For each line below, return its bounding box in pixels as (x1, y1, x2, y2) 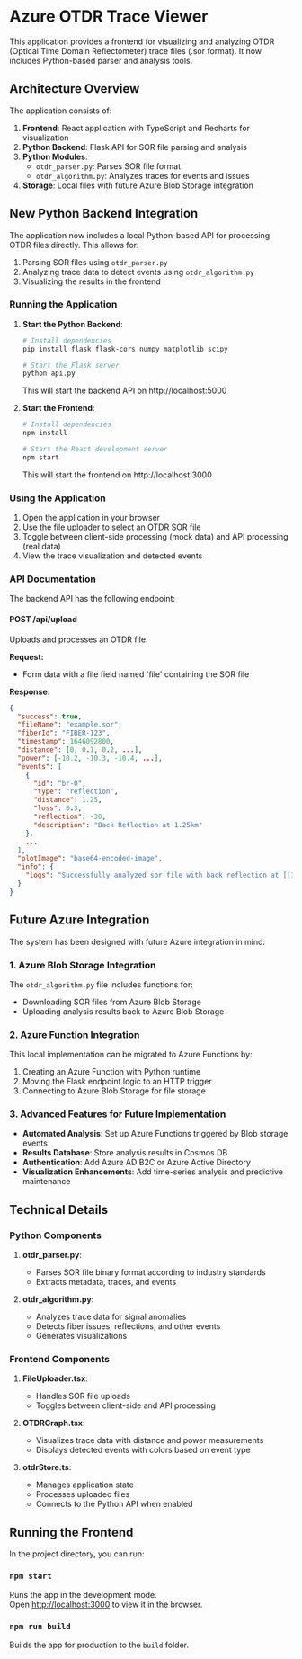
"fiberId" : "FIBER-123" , (17, 728, 111, 738)
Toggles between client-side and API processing (35, 1400, 216, 1411)
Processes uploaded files (35, 1489, 130, 1500)
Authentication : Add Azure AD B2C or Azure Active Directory (22, 1157, 252, 1168)
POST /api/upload (9, 614, 78, 625)
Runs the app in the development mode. (9, 1589, 157, 1600)
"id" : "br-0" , (32, 779, 87, 788)
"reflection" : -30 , (32, 812, 106, 822)
